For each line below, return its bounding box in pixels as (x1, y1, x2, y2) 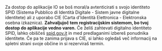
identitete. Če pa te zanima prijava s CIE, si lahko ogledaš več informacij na (5, 35, 158, 41)
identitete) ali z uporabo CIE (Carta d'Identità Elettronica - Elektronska (5, 15, 147, 20)
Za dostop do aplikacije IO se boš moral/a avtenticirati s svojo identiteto (5, 4, 150, 10)
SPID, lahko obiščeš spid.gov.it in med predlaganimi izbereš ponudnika (5, 30, 149, 36)
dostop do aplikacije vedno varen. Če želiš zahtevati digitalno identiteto (5, 25, 152, 31)
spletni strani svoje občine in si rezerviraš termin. (5, 41, 105, 46)
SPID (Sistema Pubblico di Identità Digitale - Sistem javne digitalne (5, 9, 139, 15)
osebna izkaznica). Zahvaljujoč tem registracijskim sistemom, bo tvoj (5, 20, 149, 25)
